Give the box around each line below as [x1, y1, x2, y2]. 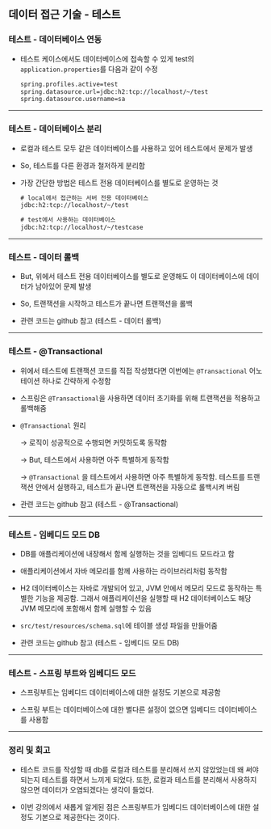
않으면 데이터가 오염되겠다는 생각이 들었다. [19, 785, 155, 794]
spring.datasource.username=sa [19, 95, 126, 104]
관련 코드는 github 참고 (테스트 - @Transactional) [19, 499, 179, 509]
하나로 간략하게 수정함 [41, 375, 111, 386]
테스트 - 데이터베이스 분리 [8, 124, 102, 135]
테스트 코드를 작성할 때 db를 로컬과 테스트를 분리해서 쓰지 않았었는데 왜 [19, 764, 244, 774]
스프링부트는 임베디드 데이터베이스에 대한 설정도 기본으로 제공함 [19, 687, 221, 697]
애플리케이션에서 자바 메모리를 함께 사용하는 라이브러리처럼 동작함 [19, 566, 227, 576]
